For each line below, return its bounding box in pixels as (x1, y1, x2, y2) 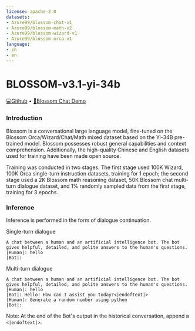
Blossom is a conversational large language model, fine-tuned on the (6, 127, 173, 134)
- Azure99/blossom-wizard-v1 (6, 31, 78, 36)
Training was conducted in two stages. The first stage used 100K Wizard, (6, 164, 183, 171)
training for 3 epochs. (6, 188, 59, 195)
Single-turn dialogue (6, 228, 56, 235)
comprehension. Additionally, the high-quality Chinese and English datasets (6, 146, 189, 153)
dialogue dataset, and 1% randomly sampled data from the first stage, (17, 183, 186, 190)
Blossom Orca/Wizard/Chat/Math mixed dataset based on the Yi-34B (6, 133, 173, 141)
